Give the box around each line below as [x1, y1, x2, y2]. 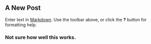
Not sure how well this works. [5, 34, 76, 41]
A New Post [5, 4, 41, 12]
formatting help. [5, 22, 37, 28]
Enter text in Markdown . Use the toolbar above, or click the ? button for [5, 16, 147, 22]
